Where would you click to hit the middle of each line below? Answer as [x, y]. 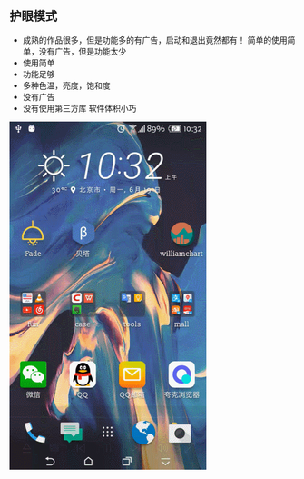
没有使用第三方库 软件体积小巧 [79, 108]
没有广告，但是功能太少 [83, 51]
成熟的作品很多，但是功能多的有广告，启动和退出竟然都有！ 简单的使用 [155, 40]
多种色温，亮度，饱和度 [66, 85]
